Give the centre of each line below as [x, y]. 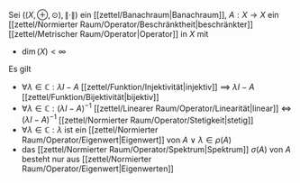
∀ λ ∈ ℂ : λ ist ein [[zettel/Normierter [90, 130]
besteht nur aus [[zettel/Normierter [86, 160]
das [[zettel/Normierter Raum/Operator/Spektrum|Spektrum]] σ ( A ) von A [156, 150]
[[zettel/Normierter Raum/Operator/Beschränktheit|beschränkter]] [131, 24]
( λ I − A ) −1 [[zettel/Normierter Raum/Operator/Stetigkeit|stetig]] [137, 119]
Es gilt [20, 69]
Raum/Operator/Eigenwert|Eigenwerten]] [98, 169]
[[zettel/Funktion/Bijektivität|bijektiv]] [90, 97]
